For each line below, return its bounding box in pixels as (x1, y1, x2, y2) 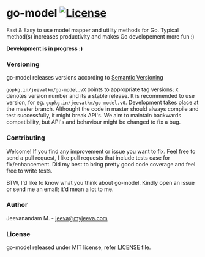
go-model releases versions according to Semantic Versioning (6, 74, 163, 81)
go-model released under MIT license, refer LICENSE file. (6, 244, 151, 251)
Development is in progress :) (6, 45, 83, 52)
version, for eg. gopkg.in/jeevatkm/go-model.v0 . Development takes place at (6, 99, 199, 106)
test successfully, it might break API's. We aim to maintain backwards (6, 112, 182, 119)
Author (6, 201, 28, 209)
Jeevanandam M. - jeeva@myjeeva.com (6, 214, 108, 222)
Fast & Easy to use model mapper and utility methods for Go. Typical (6, 26, 179, 34)
